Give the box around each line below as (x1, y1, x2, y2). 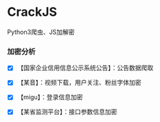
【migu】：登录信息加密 (17, 93, 83, 101)
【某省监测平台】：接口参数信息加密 (17, 108, 117, 116)
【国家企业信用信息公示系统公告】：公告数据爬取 (17, 63, 154, 72)
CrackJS (7, 4, 57, 20)
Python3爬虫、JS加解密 (7, 28, 75, 36)
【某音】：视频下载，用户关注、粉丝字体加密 (17, 79, 141, 87)
